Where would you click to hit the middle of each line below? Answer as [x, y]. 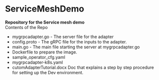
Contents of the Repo [26, 27]
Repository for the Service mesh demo [45, 22]
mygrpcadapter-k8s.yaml [37, 62]
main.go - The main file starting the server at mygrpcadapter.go [76, 47]
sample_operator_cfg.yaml [39, 57]
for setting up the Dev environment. [48, 72]
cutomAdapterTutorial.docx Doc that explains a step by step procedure [83, 67]
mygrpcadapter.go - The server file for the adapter [63, 37]
